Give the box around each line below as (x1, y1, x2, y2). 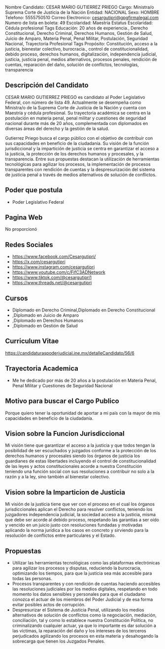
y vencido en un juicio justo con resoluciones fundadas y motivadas (5, 522, 143, 528)
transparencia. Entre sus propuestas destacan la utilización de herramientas (5, 156, 160, 162)
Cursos (5, 294, 28, 302)
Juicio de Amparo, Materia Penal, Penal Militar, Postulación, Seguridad (5, 35, 148, 41)
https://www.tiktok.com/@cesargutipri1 (12, 275, 92, 280)
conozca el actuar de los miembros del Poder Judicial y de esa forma (12, 596, 153, 602)
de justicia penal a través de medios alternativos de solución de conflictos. (5, 172, 157, 178)
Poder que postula (5, 186, 63, 194)
